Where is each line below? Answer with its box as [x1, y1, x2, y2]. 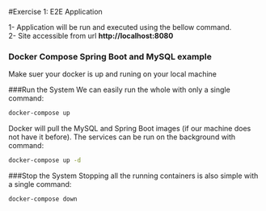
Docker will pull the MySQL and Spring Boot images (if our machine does [8, 124, 251, 134]
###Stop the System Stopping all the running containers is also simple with [8, 171, 259, 180]
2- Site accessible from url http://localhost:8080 [8, 31, 174, 40]
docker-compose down [8, 195, 78, 204]
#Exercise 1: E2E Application [8, 7, 103, 16]
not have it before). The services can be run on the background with [8, 132, 236, 142]
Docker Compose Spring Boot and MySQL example [8, 51, 212, 62]
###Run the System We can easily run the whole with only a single [8, 85, 230, 95]
